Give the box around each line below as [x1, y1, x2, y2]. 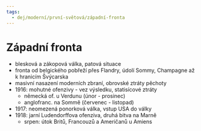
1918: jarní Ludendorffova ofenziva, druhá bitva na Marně [14, 112, 157, 119]
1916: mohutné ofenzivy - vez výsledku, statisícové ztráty [14, 86, 158, 94]
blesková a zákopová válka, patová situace [14, 60, 122, 68]
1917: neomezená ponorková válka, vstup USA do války [14, 105, 152, 112]
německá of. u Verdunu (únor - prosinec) [23, 92, 126, 100]
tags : [6, 8, 20, 15]
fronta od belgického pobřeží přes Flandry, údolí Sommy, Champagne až [14, 67, 195, 74]
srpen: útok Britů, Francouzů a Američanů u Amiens [23, 118, 152, 126]
